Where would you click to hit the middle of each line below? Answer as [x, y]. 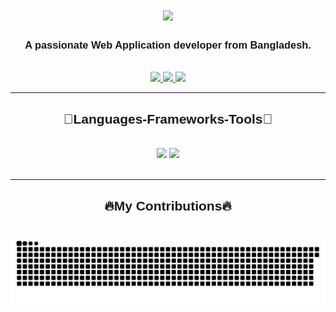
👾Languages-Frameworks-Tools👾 [168, 119]
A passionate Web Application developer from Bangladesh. [168, 45]
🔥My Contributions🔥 [168, 205]
